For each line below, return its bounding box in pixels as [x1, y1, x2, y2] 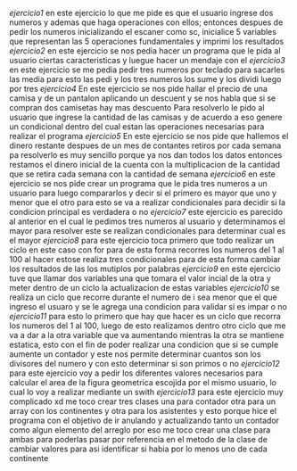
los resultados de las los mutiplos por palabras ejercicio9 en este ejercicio [9, 263, 281, 274]
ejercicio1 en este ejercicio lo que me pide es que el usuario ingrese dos [9, 8, 274, 18]
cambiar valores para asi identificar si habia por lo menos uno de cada [9, 443, 268, 454]
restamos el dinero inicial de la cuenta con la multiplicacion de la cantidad [9, 160, 281, 169]
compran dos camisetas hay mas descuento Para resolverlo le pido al [9, 103, 265, 112]
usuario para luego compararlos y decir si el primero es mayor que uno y [9, 187, 277, 198]
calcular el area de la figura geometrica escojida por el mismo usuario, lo [9, 377, 277, 387]
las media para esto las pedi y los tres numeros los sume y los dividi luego [9, 74, 282, 84]
